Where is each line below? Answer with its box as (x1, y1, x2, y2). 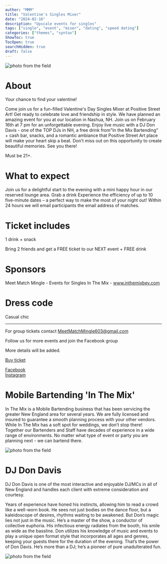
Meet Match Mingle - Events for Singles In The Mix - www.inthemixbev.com (5, 280, 160, 286)
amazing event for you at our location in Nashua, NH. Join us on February (5, 116, 156, 122)
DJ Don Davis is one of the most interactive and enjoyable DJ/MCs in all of (5, 481, 158, 487)
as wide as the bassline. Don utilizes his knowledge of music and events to (5, 528, 158, 534)
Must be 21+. (5, 153, 32, 159)
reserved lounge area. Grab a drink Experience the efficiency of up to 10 (5, 192, 153, 198)
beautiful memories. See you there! (5, 143, 77, 149)
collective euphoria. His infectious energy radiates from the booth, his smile (5, 523, 160, 529)
